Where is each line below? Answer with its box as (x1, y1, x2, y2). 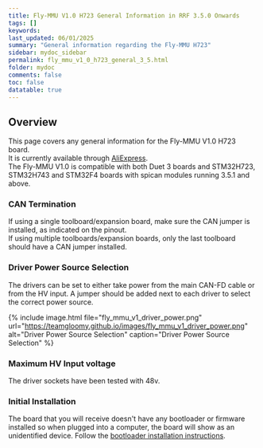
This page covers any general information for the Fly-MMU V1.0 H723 (8, 136, 236, 146)
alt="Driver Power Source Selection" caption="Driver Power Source (8, 329, 230, 339)
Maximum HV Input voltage (8, 358, 116, 369)
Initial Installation (8, 396, 76, 407)
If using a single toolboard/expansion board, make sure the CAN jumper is (8, 217, 250, 226)
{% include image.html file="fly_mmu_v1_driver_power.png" (8, 312, 203, 322)
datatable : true (8, 85, 62, 94)
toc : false (8, 78, 44, 86)
